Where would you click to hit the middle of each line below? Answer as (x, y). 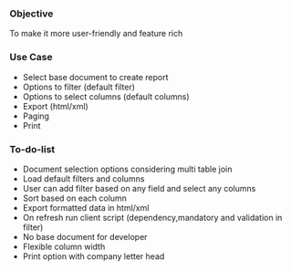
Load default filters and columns (83, 178)
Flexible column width (64, 246)
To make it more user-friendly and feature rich (96, 34)
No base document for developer (85, 236)
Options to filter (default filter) (78, 87)
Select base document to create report (95, 77)
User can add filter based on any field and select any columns (139, 188)
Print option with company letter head (94, 256)
